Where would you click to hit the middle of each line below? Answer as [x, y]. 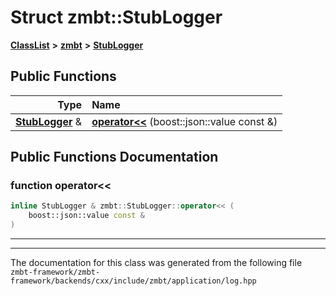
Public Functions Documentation [114, 157]
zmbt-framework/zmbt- [55, 272]
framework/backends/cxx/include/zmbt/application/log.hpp [133, 281]
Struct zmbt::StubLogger [116, 17]
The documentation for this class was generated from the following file [156, 263]
